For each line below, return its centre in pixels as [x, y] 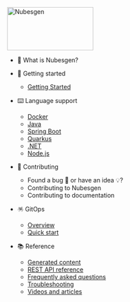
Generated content [54, 262]
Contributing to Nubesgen [64, 188]
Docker [37, 116]
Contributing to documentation [71, 195]
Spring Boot [44, 131]
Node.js [39, 153]
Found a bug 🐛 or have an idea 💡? [75, 180]
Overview [41, 225]
